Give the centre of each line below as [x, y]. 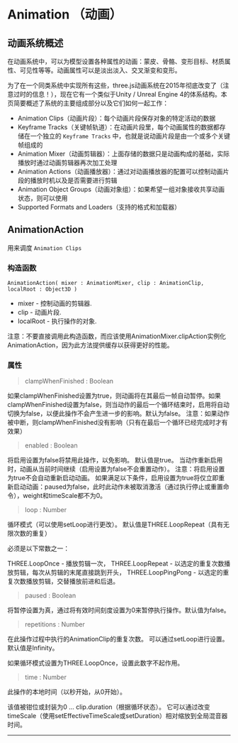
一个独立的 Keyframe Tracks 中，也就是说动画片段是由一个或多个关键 [130, 136]
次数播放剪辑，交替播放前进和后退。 [66, 581]
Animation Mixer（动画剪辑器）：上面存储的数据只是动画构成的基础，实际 [124, 154]
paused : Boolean [50, 596]
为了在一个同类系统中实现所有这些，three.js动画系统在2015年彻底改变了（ [115, 85]
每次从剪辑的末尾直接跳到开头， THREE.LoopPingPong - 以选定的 [127, 573]
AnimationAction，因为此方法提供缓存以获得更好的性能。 [90, 345]
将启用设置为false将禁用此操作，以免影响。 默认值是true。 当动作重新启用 [115, 460]
